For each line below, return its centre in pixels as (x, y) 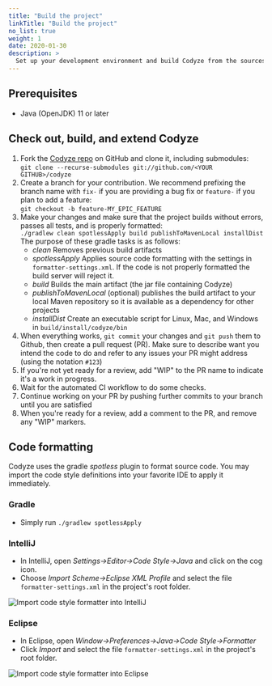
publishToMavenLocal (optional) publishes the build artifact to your (144, 293)
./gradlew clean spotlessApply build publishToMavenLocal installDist (142, 233)
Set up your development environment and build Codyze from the (126, 61)
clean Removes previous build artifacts (97, 250)
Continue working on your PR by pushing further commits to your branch (141, 396)
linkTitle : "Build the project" (63, 23)
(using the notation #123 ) (61, 362)
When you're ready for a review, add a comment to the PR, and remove (138, 413)
